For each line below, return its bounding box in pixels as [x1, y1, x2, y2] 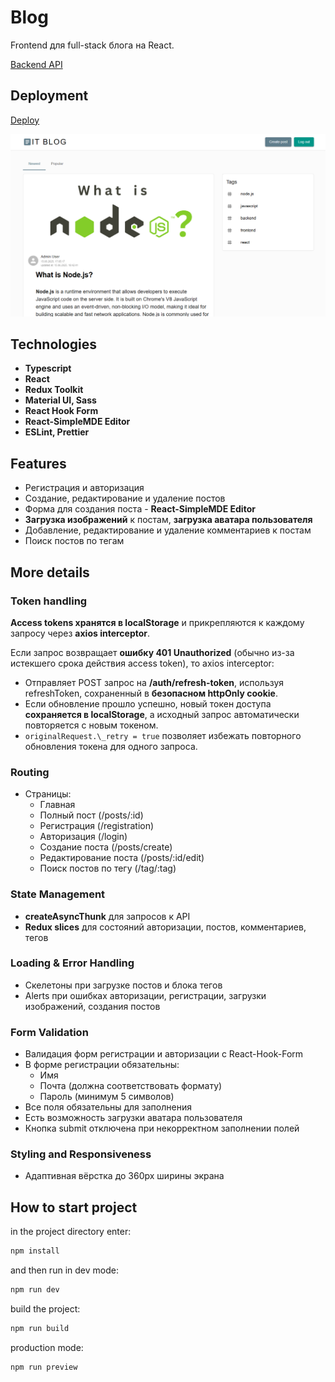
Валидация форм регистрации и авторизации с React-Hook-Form [24, 1048, 304, 1060]
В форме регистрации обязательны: [24, 1059, 180, 1071]
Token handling [10, 594, 88, 608]
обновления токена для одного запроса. [24, 740, 198, 752]
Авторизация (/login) [39, 831, 128, 843]
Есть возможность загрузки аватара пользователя [24, 1112, 243, 1124]
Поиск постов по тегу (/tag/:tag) [39, 862, 177, 875]
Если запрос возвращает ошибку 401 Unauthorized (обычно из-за [10, 646, 295, 658]
